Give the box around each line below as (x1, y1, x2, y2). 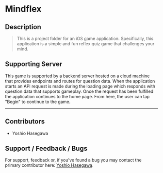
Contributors (5, 118, 45, 126)
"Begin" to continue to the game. (5, 99, 71, 104)
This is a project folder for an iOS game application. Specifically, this (16, 35, 154, 41)
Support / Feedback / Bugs (5, 144, 88, 153)
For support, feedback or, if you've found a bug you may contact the (5, 157, 142, 163)
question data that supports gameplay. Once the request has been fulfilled (5, 88, 154, 94)
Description (5, 23, 41, 31)
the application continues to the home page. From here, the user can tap (5, 93, 150, 99)
